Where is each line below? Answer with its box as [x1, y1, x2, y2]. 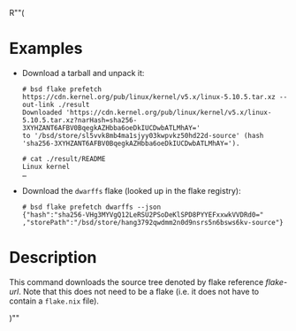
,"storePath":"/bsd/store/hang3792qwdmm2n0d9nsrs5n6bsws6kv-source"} [21, 218, 285, 227]
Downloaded [21, 108, 63, 117]
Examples [9, 39, 83, 58]
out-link [21, 100, 55, 109]
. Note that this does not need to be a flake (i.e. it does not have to [19, 286, 260, 296]
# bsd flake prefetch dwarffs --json [21, 203, 162, 212]
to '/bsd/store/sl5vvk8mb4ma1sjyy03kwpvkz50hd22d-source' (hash [21, 131, 264, 140]
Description [9, 248, 97, 268]
